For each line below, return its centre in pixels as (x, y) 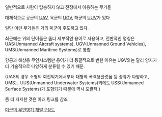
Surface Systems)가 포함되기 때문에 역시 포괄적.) (53, 89)
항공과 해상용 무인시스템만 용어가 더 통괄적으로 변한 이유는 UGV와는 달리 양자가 (81, 60)
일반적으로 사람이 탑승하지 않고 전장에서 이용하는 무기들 (58, 7)
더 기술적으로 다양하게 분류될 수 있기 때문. (45, 66)
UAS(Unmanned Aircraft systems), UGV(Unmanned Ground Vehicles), (76, 44)
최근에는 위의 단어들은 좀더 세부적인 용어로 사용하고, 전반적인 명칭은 (70, 38)
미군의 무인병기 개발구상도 (30, 110)
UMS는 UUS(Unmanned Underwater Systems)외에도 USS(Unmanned (74, 83)
